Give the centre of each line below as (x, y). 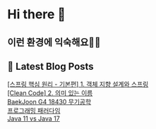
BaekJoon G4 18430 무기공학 (49, 102)
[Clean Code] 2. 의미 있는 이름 (50, 93)
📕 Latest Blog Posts (50, 66)
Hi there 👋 (36, 14)
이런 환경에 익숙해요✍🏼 (54, 42)
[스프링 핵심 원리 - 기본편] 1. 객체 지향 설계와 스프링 (78, 85)
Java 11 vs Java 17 (34, 118)
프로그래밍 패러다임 (34, 111)
